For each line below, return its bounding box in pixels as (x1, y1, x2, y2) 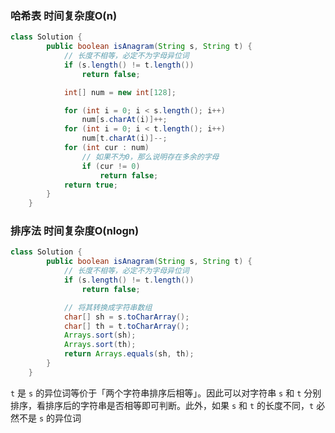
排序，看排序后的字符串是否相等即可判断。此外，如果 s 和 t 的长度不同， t (10, 399, 315, 411)
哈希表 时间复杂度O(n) (10, 8, 118, 22)
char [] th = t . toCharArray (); (63, 321, 190, 331)
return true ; (63, 180, 118, 190)
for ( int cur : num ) (63, 143, 150, 153)
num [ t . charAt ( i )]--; (81, 133, 168, 144)
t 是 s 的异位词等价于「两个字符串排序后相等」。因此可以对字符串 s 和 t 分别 (10, 387, 322, 399)
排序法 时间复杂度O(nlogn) (10, 224, 140, 238)
